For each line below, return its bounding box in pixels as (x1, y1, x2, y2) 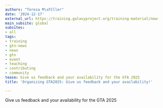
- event (5, 57, 21, 62)
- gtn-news (5, 43, 27, 48)
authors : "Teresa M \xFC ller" (5, 7, 64, 12)
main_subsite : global (5, 20, 49, 26)
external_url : (5, 16, 34, 21)
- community (5, 71, 29, 75)
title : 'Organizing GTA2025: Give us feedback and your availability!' (5, 79, 153, 84)
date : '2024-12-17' (5, 12, 45, 17)
